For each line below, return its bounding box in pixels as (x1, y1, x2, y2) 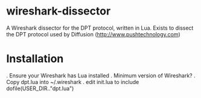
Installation (6, 52, 64, 66)
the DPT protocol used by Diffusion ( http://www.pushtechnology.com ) (6, 30, 181, 38)
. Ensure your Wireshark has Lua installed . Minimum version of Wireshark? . (6, 71, 196, 79)
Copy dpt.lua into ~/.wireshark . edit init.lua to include (6, 78, 139, 85)
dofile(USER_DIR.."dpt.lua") (6, 85, 74, 92)
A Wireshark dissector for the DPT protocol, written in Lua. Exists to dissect (6, 24, 194, 31)
